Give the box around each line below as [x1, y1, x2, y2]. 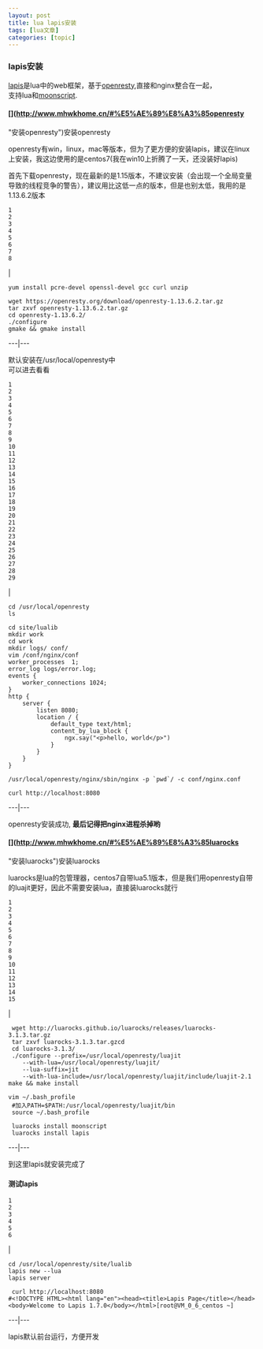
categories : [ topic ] [8, 33, 76, 42]
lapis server [8, 1274, 51, 1282]
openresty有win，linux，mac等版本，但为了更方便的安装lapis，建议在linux [8, 143, 250, 154]
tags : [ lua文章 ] [8, 26, 59, 34]
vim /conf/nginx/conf [8, 651, 80, 659]
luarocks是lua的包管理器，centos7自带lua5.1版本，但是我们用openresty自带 [8, 873, 254, 882]
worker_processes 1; [8, 658, 80, 666]
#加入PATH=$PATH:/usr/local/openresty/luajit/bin [11, 1101, 176, 1109]
